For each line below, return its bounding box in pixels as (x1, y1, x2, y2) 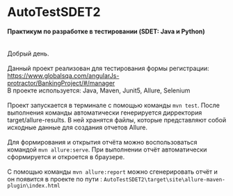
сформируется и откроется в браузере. (7, 152, 125, 161)
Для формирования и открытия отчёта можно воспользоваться (7, 138, 198, 146)
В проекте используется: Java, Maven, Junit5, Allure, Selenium (7, 86, 191, 95)
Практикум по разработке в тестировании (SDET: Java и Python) (7, 27, 205, 35)
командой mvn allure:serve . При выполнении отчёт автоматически (7, 145, 207, 154)
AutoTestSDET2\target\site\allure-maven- (103, 176, 226, 183)
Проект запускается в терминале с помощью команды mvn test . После (7, 101, 220, 109)
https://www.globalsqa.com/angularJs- (7, 71, 120, 80)
